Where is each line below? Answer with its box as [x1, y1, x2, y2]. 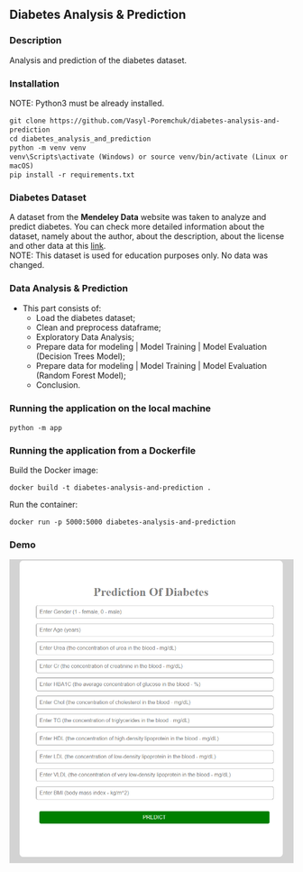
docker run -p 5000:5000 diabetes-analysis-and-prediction [9, 518, 236, 527]
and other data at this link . [9, 241, 106, 252]
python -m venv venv [9, 143, 87, 152]
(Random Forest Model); [35, 370, 126, 381]
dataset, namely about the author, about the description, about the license [9, 231, 285, 242]
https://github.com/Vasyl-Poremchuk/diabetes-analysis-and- [49, 116, 280, 125]
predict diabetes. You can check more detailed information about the [9, 221, 265, 233]
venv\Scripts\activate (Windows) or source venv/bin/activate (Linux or [9, 152, 289, 161]
